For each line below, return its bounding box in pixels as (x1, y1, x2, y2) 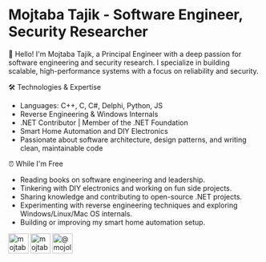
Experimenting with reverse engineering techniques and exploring (19, 200, 238, 210)
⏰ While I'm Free (8, 159, 64, 168)
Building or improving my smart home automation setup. (19, 217, 206, 227)
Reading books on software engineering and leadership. (19, 175, 206, 184)
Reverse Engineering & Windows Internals (19, 109, 159, 119)
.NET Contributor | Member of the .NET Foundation (19, 118, 188, 127)
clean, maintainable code (19, 143, 103, 153)
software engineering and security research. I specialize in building (8, 58, 230, 67)
